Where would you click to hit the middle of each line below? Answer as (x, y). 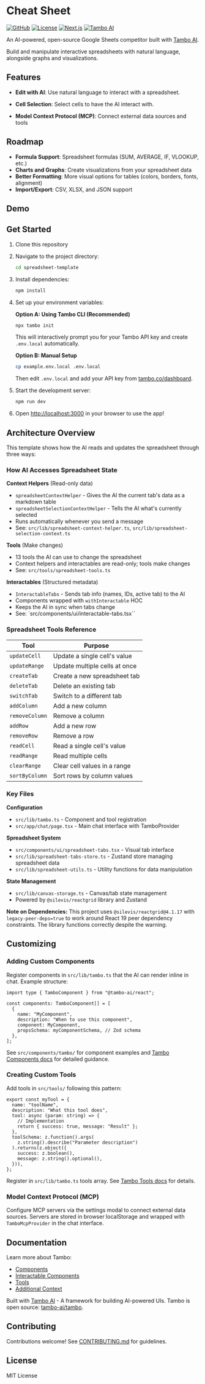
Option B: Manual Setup (46, 356)
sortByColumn (28, 776)
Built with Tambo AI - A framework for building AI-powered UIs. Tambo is (98, 1300)
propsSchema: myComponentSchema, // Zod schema (79, 1030)
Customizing (31, 944)
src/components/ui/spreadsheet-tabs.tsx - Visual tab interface (95, 849)
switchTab (24, 696)
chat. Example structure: (37, 981)
